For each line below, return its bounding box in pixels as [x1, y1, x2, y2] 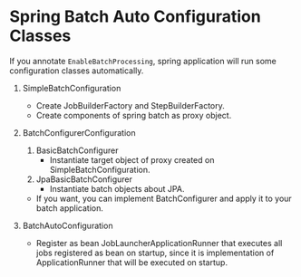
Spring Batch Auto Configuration [9, 6, 261, 27]
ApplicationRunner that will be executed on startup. [35, 256, 228, 268]
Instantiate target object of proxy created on [49, 154, 215, 165]
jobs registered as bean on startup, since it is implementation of [35, 247, 275, 258]
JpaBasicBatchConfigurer [35, 174, 133, 185]
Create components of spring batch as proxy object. [35, 110, 232, 120]
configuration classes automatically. [9, 65, 144, 76]
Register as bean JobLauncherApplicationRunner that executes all [35, 237, 283, 248]
